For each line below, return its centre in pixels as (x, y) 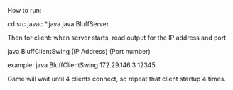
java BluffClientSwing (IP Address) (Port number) (79, 51)
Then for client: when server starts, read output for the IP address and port (117, 38)
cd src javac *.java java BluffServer (58, 24)
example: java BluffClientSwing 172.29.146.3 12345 (81, 65)
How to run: (25, 10)
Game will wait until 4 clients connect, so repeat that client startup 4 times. (116, 79)
